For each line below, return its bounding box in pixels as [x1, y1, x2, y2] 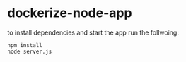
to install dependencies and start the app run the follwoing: [7, 28, 179, 37]
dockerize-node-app [7, 5, 132, 21]
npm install [7, 42, 42, 49]
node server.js [7, 48, 52, 55]
